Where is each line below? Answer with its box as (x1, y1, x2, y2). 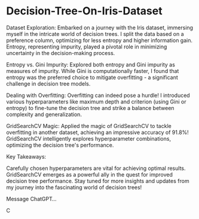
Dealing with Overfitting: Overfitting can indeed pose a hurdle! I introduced (6, 92, 190, 99)
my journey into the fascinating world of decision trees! (6, 184, 142, 191)
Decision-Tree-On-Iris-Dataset (6, 4, 163, 18)
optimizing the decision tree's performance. (6, 141, 114, 148)
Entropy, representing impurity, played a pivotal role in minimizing (6, 43, 167, 50)
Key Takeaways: (6, 153, 47, 160)
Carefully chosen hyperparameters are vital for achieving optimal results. (6, 165, 186, 172)
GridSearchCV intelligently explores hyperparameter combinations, (6, 135, 172, 142)
